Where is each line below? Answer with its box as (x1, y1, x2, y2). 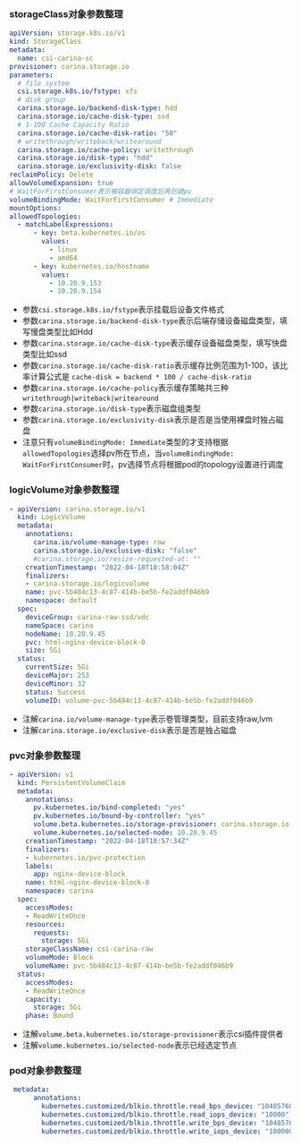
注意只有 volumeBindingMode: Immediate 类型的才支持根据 (21, 437, 229, 448)
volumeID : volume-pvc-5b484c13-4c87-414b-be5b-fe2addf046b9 (25, 696, 254, 705)
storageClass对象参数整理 (9, 7, 123, 20)
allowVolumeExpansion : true (9, 179, 114, 188)
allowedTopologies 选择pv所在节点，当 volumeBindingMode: (21, 448, 235, 458)
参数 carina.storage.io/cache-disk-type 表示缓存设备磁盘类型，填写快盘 (21, 338, 288, 348)
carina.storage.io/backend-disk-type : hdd (17, 104, 178, 113)
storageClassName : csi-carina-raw (25, 944, 154, 954)
